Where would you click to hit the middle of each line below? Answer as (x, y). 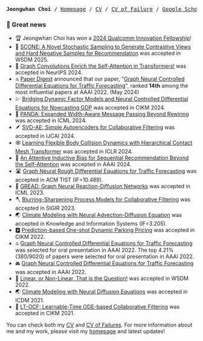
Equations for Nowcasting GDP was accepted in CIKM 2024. (90, 108)
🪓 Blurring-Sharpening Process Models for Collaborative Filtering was (103, 200)
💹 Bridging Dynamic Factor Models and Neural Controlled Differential (101, 99)
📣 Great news (26, 24)
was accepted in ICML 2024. (51, 120)
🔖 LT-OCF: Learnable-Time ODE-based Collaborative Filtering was (97, 307)
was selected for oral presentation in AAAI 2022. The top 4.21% (94, 250)
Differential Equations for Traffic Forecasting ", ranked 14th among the (101, 86)
